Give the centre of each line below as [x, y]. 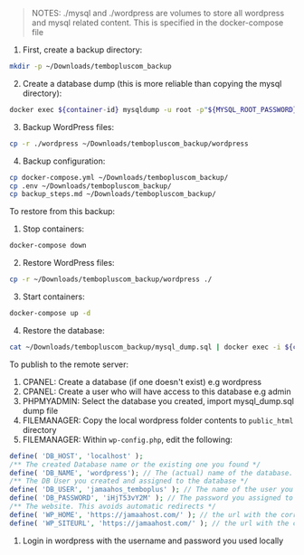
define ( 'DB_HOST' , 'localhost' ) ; [76, 456]
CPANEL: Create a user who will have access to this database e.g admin [157, 391]
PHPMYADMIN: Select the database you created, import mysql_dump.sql [158, 400]
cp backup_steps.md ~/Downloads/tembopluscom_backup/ [113, 194]
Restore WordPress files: [68, 263]
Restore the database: [64, 330]
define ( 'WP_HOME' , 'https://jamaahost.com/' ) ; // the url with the [143, 514]
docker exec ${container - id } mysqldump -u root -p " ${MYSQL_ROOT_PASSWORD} [153, 109]
